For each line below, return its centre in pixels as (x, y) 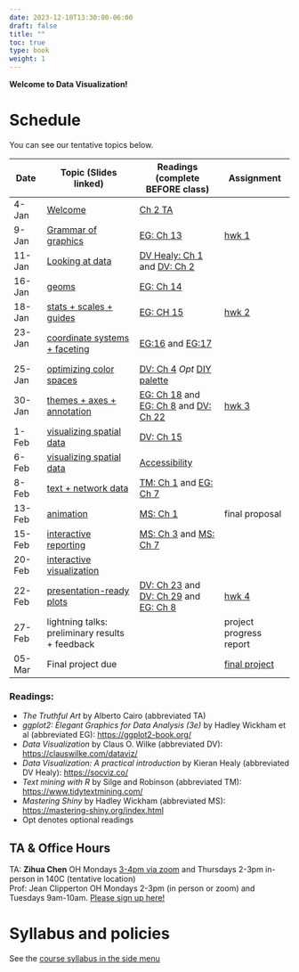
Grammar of (72, 230)
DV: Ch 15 (161, 437)
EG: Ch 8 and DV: (175, 405)
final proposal (253, 513)
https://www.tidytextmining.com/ (83, 792)
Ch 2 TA (156, 209)
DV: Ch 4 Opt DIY (175, 369)
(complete (178, 177)
